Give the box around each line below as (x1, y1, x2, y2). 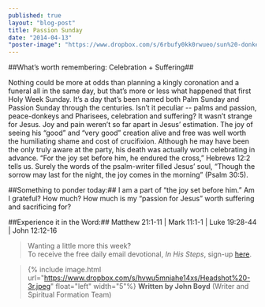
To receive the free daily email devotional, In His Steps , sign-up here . (27, 249, 252, 259)
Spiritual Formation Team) (27, 290, 112, 300)
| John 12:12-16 (8, 226, 58, 235)
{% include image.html (27, 265, 102, 275)
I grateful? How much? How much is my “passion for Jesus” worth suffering (8, 194, 255, 204)
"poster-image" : (8, 41, 62, 49)
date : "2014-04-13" (8, 33, 73, 42)
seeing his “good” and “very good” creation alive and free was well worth (8, 128, 247, 138)
